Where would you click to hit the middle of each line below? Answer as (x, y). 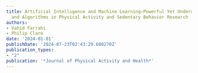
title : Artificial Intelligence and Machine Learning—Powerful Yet (91, 11)
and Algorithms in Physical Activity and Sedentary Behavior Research (100, 17)
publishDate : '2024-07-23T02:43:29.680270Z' (62, 45)
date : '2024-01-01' (30, 39)
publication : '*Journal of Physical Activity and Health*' (80, 61)
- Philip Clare (25, 34)
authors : (17, 22)
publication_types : (30, 50)
